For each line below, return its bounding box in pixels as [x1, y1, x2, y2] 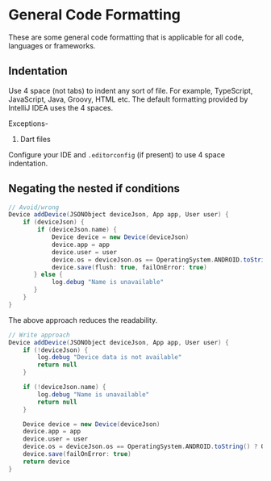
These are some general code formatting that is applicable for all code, [8, 32, 244, 42]
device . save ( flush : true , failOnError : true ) [51, 263, 207, 271]
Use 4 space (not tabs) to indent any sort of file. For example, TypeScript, [8, 86, 253, 95]
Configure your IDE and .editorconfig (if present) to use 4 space [8, 149, 226, 159]
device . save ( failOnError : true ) [23, 450, 131, 458]
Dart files [19, 134, 51, 144]
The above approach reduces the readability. [8, 315, 158, 324]
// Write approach [8, 331, 70, 339]
